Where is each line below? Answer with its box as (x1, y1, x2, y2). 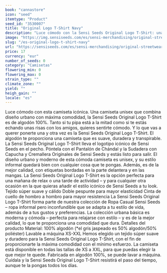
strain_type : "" (5, 77, 39, 82)
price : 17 (5, 49, 26, 54)
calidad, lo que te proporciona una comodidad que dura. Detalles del (5, 220, 146, 226)
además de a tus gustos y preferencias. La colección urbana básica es (5, 210, 150, 216)
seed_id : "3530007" (5, 21, 46, 26)
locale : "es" (5, 95, 32, 100)
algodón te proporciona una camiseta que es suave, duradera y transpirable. (5, 136, 162, 141)
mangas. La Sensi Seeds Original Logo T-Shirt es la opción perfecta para (5, 172, 155, 178)
